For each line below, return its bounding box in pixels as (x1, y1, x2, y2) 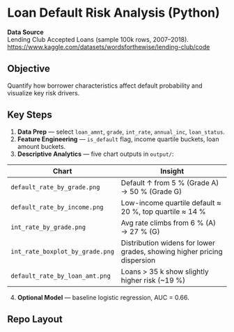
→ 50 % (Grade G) (120, 187, 182, 196)
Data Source (7, 28, 44, 36)
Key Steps (7, 109, 52, 121)
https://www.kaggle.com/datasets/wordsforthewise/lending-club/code (7, 42, 210, 51)
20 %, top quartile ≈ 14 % (120, 207, 207, 216)
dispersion (120, 255, 155, 265)
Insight (159, 166, 185, 175)
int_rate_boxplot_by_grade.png (10, 247, 115, 255)
